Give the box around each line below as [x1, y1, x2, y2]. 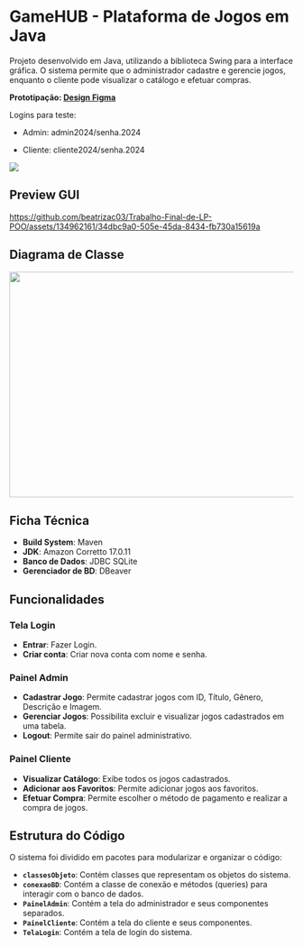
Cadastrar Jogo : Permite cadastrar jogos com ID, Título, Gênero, [22, 692, 263, 703]
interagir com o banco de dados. [22, 888, 144, 899]
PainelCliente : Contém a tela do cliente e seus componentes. [22, 917, 252, 928]
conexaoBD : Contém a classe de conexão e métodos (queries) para [22, 879, 268, 890]
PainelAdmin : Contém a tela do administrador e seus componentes [22, 898, 269, 909]
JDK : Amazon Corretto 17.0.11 [22, 546, 131, 557]
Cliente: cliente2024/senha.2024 [22, 144, 146, 155]
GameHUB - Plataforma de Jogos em [9, 6, 290, 27]
